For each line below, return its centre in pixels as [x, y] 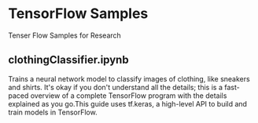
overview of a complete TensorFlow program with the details [129, 96]
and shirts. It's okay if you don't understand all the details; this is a [115, 87]
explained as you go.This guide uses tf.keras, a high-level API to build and [128, 103]
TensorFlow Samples [78, 14]
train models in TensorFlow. [53, 112]
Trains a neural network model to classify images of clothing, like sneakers [129, 78]
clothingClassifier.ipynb [68, 60]
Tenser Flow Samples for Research [65, 35]
